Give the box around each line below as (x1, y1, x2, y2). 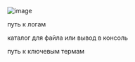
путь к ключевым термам (7, 47, 85, 55)
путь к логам (7, 20, 46, 28)
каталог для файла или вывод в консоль (7, 33, 129, 42)
